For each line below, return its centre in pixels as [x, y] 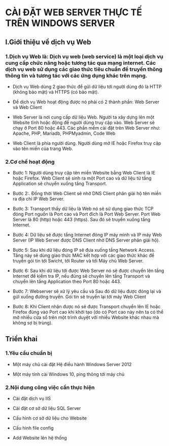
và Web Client [27, 107]
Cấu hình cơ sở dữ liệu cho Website [50, 418]
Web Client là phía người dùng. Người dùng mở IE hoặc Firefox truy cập [87, 143]
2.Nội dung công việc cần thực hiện [50, 387]
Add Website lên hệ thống [40, 438]
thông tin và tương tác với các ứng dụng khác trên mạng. [76, 75]
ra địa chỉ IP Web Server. [38, 199]
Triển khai [21, 339]
